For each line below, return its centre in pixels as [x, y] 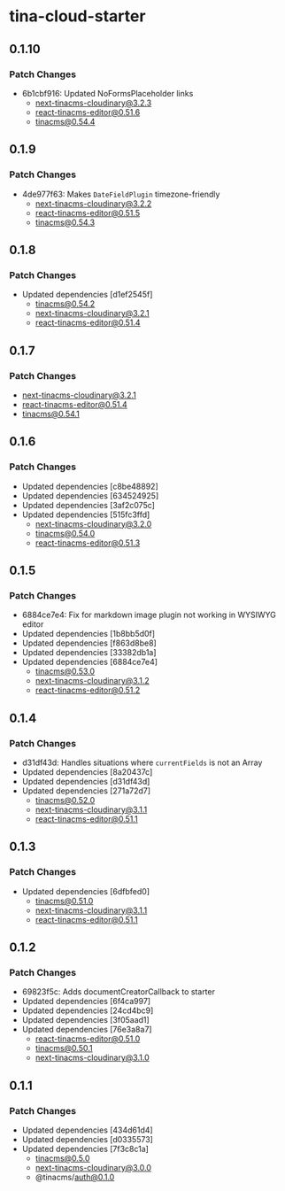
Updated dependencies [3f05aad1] [86, 1020]
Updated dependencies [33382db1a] [89, 653]
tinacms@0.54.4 [65, 121]
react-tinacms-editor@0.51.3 [88, 543]
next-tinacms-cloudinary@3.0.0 [93, 1168]
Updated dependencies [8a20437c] [87, 772]
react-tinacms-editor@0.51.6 [88, 112]
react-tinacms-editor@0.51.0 [88, 1039]
